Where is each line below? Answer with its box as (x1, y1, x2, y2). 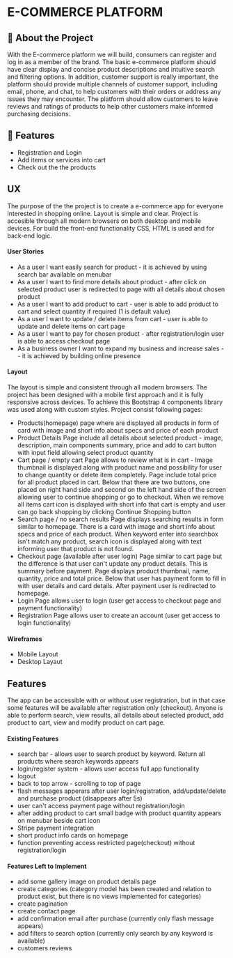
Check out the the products (17, 163, 96, 171)
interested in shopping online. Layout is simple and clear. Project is (7, 209, 198, 217)
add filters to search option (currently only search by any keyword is (17, 929, 214, 938)
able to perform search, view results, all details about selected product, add (7, 711, 224, 720)
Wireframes (7, 635, 43, 643)
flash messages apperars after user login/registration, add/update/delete (17, 787, 227, 795)
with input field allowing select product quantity (17, 449, 154, 457)
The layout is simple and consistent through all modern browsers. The (7, 383, 207, 392)
